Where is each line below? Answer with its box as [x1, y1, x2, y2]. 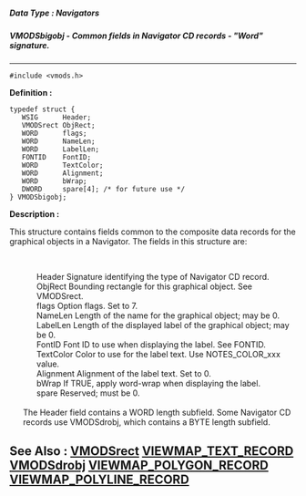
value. [36, 358, 60, 369]
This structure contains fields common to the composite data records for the [9, 226, 296, 237]
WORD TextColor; [21, 160, 104, 170]
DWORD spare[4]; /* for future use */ [21, 185, 185, 194]
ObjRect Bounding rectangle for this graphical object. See [36, 281, 253, 292]
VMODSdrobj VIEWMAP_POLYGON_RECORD [9, 457, 269, 473]
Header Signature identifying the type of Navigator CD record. [36, 272, 270, 283]
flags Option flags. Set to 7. [36, 301, 138, 312]
